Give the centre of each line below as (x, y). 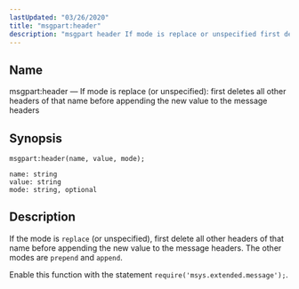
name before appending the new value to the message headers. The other (145, 248)
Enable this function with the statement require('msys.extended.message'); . (149, 274)
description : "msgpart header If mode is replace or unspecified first (145, 34)
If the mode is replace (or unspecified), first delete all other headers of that (147, 238)
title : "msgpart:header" (55, 26)
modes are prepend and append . (66, 257)
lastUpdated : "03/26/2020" (59, 17)
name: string (33, 174)
